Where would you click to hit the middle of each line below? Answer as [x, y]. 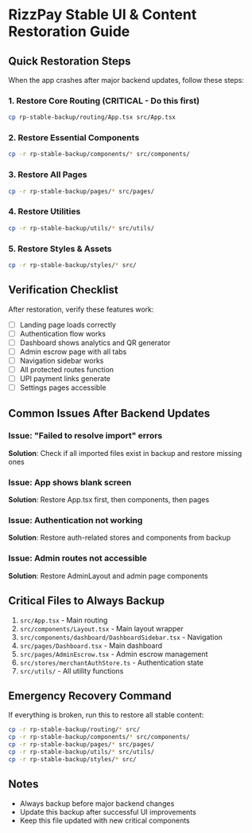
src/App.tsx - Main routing [64, 620]
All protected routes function [66, 369]
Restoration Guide [69, 31]
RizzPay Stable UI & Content [103, 15]
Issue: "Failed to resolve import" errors [85, 436]
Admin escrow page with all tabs [73, 352]
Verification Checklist [64, 290]
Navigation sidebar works [62, 360]
